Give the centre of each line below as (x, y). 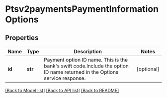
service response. (65, 78)
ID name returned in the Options (81, 72)
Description (88, 51)
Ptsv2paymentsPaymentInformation (82, 9)
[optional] (148, 69)
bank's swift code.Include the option (86, 66)
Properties (22, 38)
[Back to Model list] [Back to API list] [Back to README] (62, 90)
